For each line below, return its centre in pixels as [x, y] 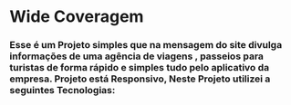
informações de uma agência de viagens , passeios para [137, 56]
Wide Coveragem [77, 17]
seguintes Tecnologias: [62, 91]
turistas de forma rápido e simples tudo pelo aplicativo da [140, 68]
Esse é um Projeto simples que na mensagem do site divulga [146, 45]
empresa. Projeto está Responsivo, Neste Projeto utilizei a [140, 79]
